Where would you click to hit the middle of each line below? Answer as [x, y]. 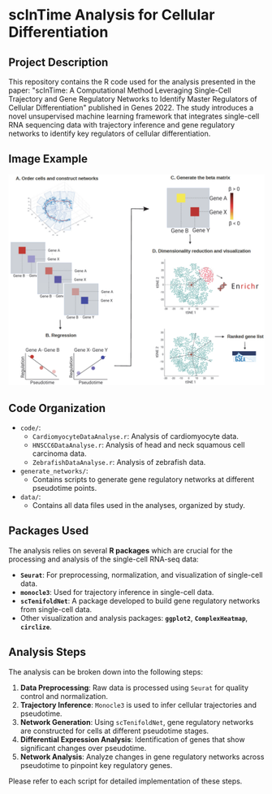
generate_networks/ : [54, 471]
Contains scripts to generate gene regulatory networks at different [143, 479]
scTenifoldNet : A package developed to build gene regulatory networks [140, 601]
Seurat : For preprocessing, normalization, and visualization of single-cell [141, 575]
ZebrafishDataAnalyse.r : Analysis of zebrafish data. [119, 462]
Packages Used [49, 531]
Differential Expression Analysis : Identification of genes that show [132, 739]
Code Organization [57, 408]
